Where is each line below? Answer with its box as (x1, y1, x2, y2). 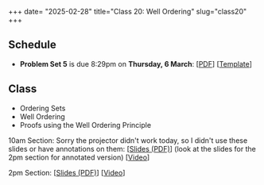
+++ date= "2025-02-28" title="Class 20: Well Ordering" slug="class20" (8, 7, 247, 16)
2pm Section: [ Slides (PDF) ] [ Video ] (8, 168, 126, 177)
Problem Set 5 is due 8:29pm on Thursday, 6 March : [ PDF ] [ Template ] (19, 59, 253, 68)
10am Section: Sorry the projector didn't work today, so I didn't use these (8, 135, 248, 145)
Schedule (8, 38, 57, 52)
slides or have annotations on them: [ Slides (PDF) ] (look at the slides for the (8, 144, 256, 153)
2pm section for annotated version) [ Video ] (8, 152, 150, 162)
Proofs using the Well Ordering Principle (19, 120, 152, 129)
